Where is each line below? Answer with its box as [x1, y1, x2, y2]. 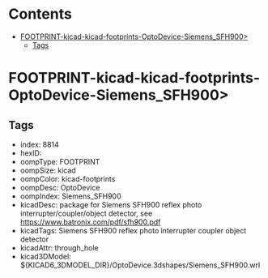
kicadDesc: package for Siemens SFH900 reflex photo [19, 199, 202, 209]
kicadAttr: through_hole [19, 242, 99, 252]
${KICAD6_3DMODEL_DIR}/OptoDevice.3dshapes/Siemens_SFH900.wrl [19, 260, 261, 270]
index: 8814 [19, 139, 59, 149]
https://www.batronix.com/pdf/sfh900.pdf [19, 216, 161, 227]
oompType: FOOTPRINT [19, 156, 100, 166]
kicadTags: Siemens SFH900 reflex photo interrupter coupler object [19, 225, 247, 235]
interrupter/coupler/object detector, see [19, 208, 153, 218]
